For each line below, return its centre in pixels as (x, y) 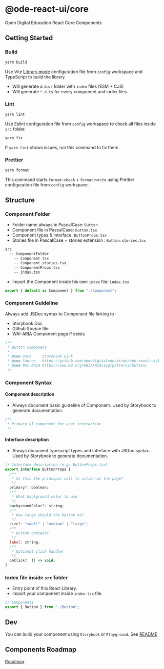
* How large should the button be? (48, 515)
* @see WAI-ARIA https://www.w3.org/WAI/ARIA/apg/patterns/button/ (77, 366)
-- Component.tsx (31, 258)
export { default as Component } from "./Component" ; (61, 290)
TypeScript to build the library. (35, 77)
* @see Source (21, 361)
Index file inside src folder (37, 577)
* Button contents (30, 533)
